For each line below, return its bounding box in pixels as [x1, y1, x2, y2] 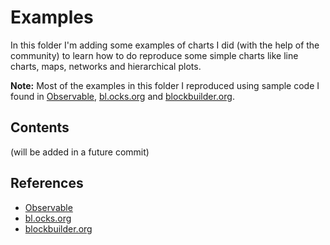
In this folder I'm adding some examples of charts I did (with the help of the [10, 39, 320, 51]
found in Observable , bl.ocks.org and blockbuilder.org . [10, 90, 235, 102]
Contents [10, 119, 70, 136]
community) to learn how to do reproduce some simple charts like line [10, 49, 299, 61]
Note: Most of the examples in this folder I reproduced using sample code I [10, 79, 320, 91]
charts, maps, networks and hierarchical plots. [10, 60, 202, 72]
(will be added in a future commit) [10, 146, 150, 158]
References [10, 175, 84, 192]
